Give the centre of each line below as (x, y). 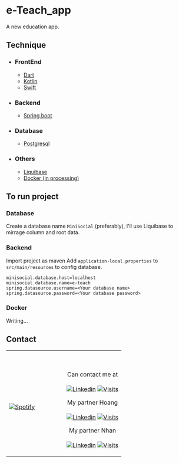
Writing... (17, 321)
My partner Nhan (92, 430)
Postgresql (37, 144)
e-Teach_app (39, 10)
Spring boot (38, 115)
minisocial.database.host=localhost (51, 278)
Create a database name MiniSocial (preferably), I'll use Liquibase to (90, 226)
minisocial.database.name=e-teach (49, 283)
